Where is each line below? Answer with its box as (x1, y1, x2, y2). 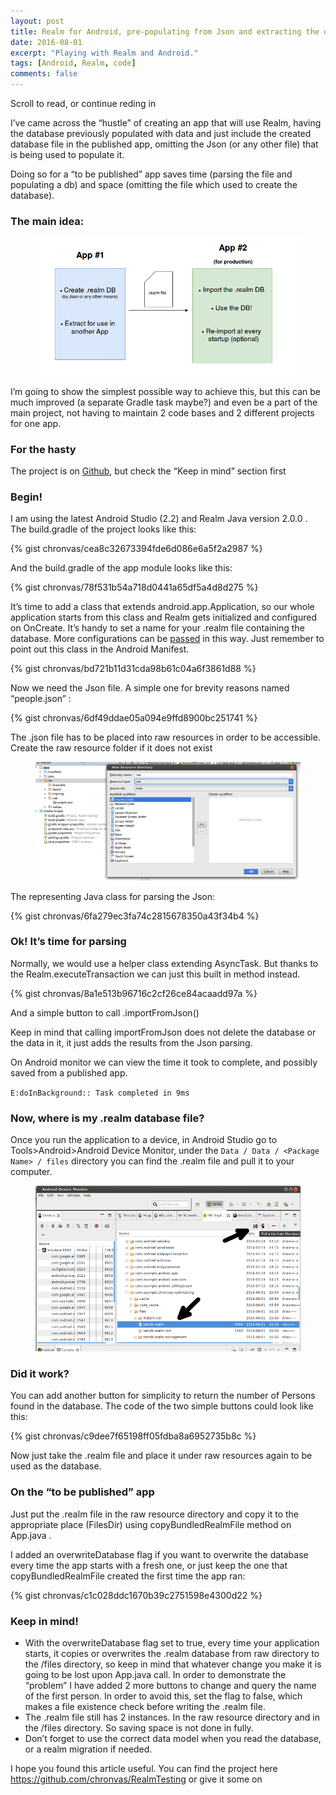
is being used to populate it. (10, 149, 125, 160)
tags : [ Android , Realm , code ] (10, 58, 137, 69)
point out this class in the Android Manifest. (10, 643, 190, 655)
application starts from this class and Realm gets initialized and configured (10, 611, 317, 624)
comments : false (10, 69, 78, 79)
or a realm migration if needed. (24, 1743, 153, 1755)
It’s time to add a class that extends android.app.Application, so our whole (10, 601, 315, 613)
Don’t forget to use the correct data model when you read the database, (24, 1733, 322, 1744)
